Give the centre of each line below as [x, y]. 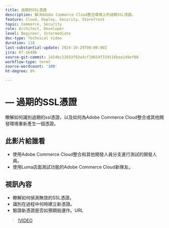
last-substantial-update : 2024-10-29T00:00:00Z [56, 48]
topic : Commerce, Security [34, 24]
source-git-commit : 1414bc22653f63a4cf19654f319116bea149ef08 [72, 57]
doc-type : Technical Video [34, 39]
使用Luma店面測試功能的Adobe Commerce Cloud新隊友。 [73, 167]
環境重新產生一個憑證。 [34, 123]
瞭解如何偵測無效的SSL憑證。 [43, 198]
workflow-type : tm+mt [28, 62]
